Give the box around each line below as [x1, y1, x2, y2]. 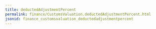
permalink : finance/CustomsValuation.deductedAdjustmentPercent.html [5, 12, 152, 17]
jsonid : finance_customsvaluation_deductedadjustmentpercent [5, 16, 134, 21]
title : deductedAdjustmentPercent [5, 7, 77, 12]
